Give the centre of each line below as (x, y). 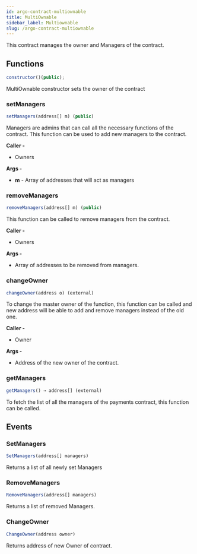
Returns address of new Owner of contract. (59, 545)
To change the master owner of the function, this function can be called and (99, 304)
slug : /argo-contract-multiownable (50, 28)
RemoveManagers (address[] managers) (51, 495)
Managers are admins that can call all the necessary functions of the (90, 128)
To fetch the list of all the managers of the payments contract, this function (98, 402)
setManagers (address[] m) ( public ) (50, 116)
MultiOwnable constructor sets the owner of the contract (76, 88)
